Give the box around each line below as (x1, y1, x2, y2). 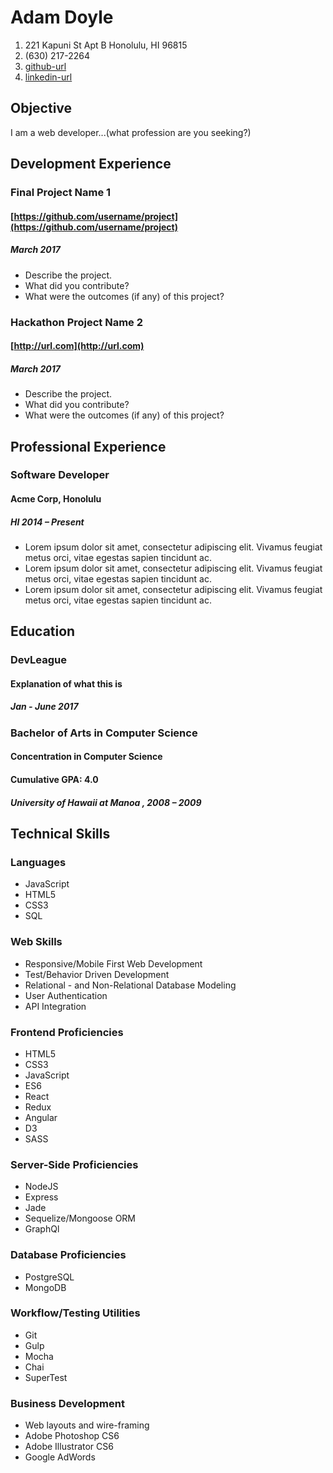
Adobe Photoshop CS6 (24, 1430, 120, 1442)
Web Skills (10, 935, 63, 949)
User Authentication (24, 989, 108, 1001)
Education (10, 623, 76, 640)
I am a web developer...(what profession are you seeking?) (10, 126, 252, 138)
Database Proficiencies (10, 1248, 127, 1262)
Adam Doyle (10, 6, 114, 29)
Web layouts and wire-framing (24, 1419, 150, 1431)
